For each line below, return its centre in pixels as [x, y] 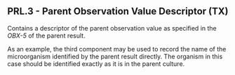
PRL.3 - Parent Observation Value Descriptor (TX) [118, 11]
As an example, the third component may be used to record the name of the [117, 49]
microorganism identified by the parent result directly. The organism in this [115, 56]
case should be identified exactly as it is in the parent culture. [96, 64]
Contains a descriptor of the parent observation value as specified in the [112, 28]
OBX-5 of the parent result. [46, 35]
